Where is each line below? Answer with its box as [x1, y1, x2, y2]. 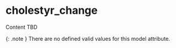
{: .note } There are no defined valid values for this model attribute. [5, 35, 171, 42]
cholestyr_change [5, 4, 98, 17]
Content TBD [5, 23, 38, 31]
